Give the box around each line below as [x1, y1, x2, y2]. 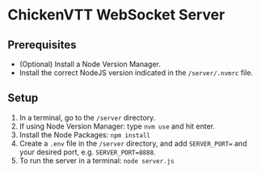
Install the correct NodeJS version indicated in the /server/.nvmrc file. [19, 68, 254, 78]
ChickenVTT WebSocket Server [7, 6, 225, 24]
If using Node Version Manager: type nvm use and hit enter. [19, 121, 216, 131]
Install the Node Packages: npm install [19, 129, 151, 139]
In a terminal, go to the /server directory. [19, 112, 156, 122]
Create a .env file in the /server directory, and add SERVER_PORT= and [19, 138, 247, 148]
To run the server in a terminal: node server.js [19, 155, 175, 165]
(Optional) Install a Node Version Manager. [19, 59, 161, 69]
